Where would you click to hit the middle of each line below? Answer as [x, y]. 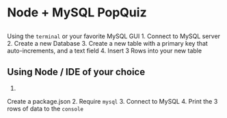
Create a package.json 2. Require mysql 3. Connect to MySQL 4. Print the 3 [112, 102]
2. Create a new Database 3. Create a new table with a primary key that [108, 43]
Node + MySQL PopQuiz [77, 13]
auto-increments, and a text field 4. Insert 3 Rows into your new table [105, 50]
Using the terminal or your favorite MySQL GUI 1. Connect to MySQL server [114, 36]
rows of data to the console [45, 109]
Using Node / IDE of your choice [76, 72]
